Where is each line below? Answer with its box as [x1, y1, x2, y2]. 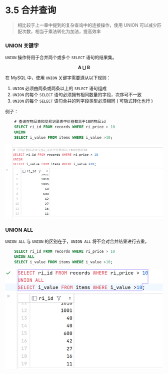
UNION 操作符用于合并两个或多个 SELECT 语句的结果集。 [5, 55, 117, 61]
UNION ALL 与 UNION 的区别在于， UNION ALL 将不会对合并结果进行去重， [5, 238, 149, 244]
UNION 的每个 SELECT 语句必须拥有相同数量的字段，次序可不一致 [12, 92, 142, 98]
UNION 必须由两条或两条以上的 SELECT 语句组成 [12, 86, 107, 92]
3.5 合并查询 [5, 5, 56, 16]
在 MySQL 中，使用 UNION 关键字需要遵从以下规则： [5, 75, 111, 81]
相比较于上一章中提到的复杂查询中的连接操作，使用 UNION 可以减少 [17, 22, 157, 28]
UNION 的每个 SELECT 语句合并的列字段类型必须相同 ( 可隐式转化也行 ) [12, 98, 153, 104]
